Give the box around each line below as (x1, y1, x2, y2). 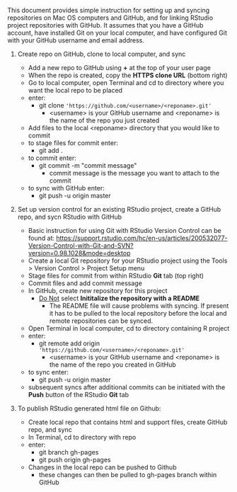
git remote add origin (38, 339, 100, 348)
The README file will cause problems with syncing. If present (49, 302, 229, 310)
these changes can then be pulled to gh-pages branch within (38, 471, 217, 479)
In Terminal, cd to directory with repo (28, 433, 137, 441)
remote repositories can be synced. (49, 316, 154, 325)
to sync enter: (28, 368, 69, 376)
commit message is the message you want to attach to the (49, 169, 220, 177)
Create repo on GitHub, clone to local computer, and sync (17, 50, 186, 58)
